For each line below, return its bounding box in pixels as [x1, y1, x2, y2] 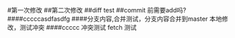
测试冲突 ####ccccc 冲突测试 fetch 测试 [19, 23, 137, 31]
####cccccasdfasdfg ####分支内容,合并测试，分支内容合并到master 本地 [7, 15, 222, 23]
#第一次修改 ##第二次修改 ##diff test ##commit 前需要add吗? [7, 6, 187, 14]
